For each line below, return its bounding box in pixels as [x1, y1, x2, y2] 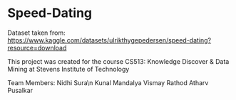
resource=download [7, 43, 67, 52]
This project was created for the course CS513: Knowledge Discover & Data [7, 57, 230, 65]
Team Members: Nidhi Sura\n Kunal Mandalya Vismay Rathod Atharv [7, 78, 209, 87]
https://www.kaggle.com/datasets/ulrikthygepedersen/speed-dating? [7, 35, 212, 44]
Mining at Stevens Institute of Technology [7, 65, 130, 73]
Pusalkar [7, 86, 34, 94]
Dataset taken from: [7, 28, 66, 37]
